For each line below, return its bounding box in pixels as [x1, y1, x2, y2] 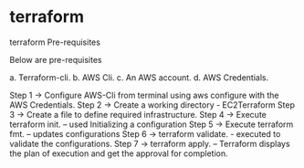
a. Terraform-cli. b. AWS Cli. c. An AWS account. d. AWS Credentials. [9, 71, 269, 83]
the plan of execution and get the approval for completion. [9, 148, 228, 159]
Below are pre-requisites [9, 54, 102, 65]
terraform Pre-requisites [9, 37, 100, 47]
